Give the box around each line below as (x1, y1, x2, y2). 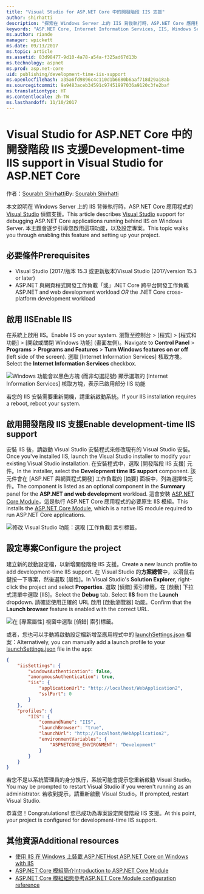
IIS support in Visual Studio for (6, 156, 164, 170)
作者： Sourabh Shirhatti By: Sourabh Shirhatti (6, 190, 119, 197)
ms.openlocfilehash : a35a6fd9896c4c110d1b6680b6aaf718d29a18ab (6, 77, 170, 83)
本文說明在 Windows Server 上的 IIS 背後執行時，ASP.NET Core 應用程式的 (6, 203, 193, 210)
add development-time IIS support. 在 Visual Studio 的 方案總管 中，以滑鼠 (6, 568, 189, 575)
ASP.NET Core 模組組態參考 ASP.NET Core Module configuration (15, 875, 176, 882)
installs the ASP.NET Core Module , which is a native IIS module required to (6, 505, 192, 511)
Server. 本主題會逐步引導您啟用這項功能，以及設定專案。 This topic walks (6, 224, 189, 232)
